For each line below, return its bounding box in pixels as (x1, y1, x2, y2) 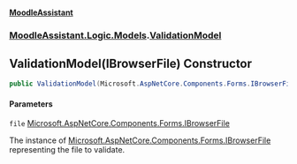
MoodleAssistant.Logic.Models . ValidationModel (9, 29, 222, 41)
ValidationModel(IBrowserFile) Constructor (9, 56, 253, 71)
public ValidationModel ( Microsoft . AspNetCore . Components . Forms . (9, 79, 251, 88)
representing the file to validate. (9, 145, 126, 155)
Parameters (9, 98, 53, 109)
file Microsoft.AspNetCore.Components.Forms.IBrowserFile (9, 118, 230, 129)
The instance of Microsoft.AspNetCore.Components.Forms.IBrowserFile (9, 135, 271, 145)
